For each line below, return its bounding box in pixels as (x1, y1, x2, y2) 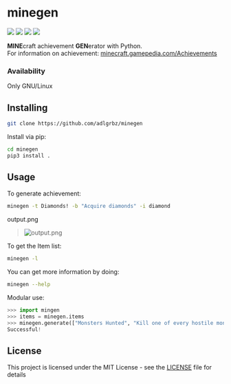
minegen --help (7, 281, 51, 288)
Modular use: (7, 294, 45, 302)
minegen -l (7, 255, 38, 262)
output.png (7, 215, 39, 224)
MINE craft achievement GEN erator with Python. (7, 41, 143, 50)
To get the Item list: (7, 242, 62, 250)
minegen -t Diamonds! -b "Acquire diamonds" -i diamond (7, 203, 170, 210)
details (7, 370, 26, 379)
